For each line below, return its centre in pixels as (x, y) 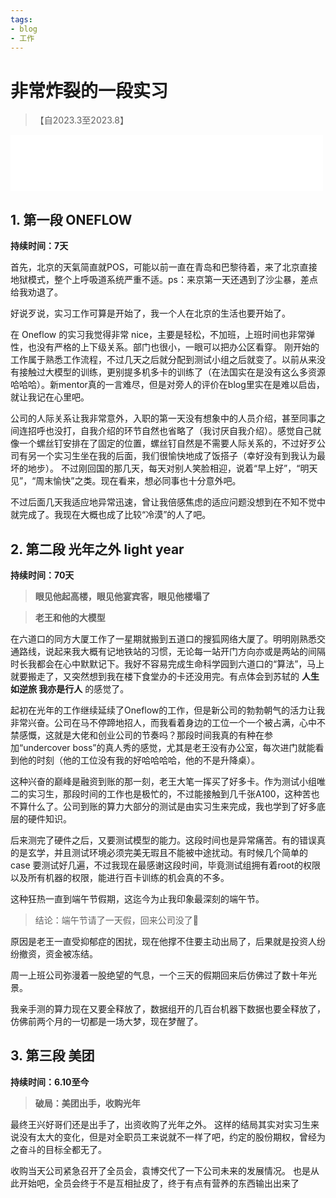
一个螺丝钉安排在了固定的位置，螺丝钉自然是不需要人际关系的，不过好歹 (167, 443)
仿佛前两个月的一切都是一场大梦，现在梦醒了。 (106, 1021)
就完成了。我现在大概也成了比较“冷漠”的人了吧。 (111, 515)
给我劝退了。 (36, 292)
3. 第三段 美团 (52, 1056)
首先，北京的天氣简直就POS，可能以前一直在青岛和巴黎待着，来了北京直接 (164, 267)
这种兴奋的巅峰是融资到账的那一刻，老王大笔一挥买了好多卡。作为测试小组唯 (168, 781)
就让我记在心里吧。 (50, 397)
